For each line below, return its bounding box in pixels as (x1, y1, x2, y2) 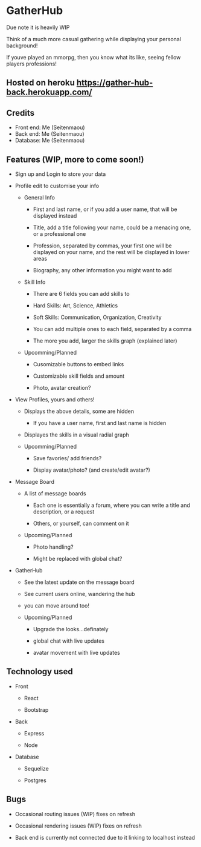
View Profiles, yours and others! (14, 395, 95, 403)
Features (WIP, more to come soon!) (6, 154, 144, 164)
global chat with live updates (33, 637, 104, 644)
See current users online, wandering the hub (24, 590, 135, 597)
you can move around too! (24, 601, 89, 609)
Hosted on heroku (6, 78, 75, 88)
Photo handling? (33, 543, 74, 551)
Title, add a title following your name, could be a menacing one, (33, 224, 191, 231)
